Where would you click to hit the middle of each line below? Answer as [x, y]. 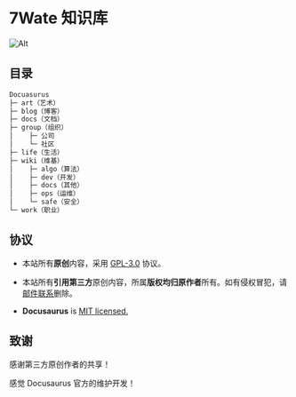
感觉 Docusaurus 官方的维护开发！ [72, 383]
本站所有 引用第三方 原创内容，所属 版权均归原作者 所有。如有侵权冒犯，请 [154, 282]
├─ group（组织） [39, 128]
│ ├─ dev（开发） [44, 177]
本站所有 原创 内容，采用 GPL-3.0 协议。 [94, 263]
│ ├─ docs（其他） [47, 186]
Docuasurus [29, 94]
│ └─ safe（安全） [47, 202]
